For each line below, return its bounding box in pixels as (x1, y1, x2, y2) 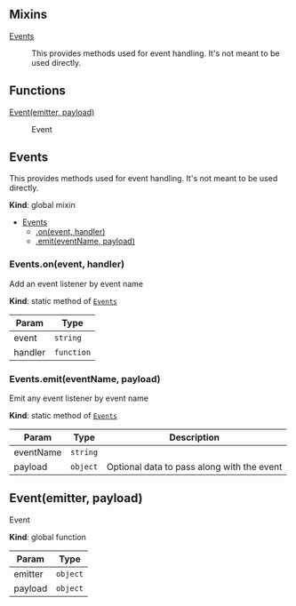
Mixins (9, 7, 47, 22)
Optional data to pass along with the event (106, 461, 283, 474)
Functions (9, 84, 67, 99)
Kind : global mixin (9, 200, 76, 211)
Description (168, 431, 220, 443)
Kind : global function (9, 531, 87, 542)
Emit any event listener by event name (9, 393, 149, 403)
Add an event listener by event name (9, 278, 144, 289)
